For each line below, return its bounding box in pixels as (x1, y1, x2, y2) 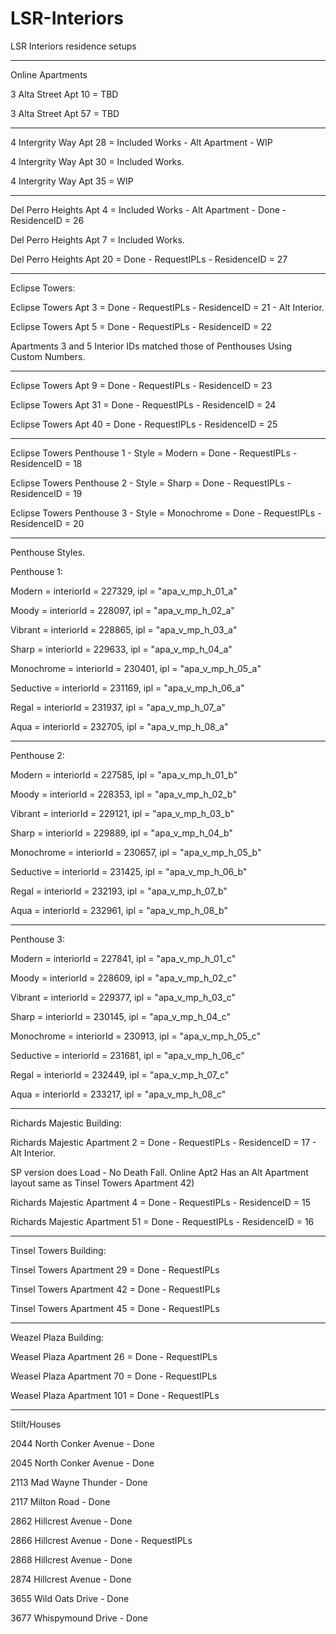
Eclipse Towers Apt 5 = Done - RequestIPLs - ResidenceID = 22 (10, 320, 273, 332)
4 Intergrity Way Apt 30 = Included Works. (10, 155, 185, 167)
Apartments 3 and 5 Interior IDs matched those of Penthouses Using (10, 340, 293, 352)
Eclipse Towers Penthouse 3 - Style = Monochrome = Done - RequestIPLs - (10, 507, 322, 519)
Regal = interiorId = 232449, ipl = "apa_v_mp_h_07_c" (10, 1068, 230, 1081)
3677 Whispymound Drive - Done (10, 1612, 149, 1624)
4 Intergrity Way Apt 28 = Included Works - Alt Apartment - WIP (10, 136, 273, 148)
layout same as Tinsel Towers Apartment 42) (10, 1177, 195, 1189)
